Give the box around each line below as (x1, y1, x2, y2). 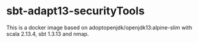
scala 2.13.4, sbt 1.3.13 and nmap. (6, 30, 89, 37)
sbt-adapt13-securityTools (6, 4, 145, 18)
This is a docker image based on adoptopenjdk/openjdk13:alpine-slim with (6, 24, 193, 31)
